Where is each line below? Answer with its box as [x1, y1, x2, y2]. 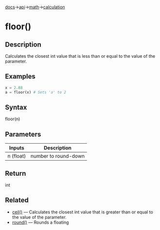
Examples [5, 72, 36, 81]
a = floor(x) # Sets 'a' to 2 [5, 90, 67, 95]
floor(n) [5, 116, 20, 122]
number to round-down [31, 153, 85, 160]
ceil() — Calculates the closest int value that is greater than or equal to [12, 209, 153, 215]
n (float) [7, 153, 26, 160]
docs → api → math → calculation [5, 4, 65, 10]
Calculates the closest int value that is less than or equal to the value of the [5, 53, 156, 59]
